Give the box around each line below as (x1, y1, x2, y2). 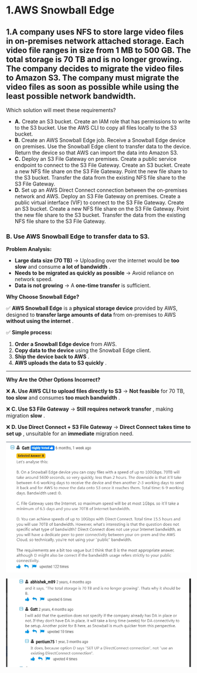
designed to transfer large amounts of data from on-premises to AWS (6, 312, 176, 319)
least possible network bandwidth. (6, 91, 136, 101)
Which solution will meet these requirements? (6, 107, 116, 113)
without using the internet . (6, 317, 74, 324)
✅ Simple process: (6, 329, 53, 336)
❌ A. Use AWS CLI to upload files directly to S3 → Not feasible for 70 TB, (6, 388, 185, 395)
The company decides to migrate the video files (6, 63, 184, 73)
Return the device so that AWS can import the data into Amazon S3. (14, 149, 179, 156)
